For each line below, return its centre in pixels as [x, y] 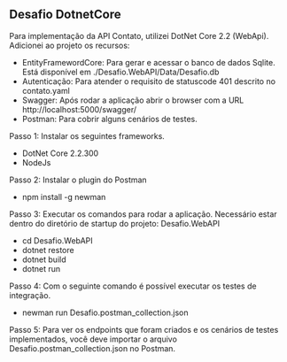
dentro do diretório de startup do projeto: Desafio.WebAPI [114, 223]
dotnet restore [48, 250]
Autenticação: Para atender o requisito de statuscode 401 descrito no [149, 81]
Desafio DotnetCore [65, 15]
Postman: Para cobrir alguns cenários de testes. [109, 119]
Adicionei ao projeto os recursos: [70, 45]
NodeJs [36, 162]
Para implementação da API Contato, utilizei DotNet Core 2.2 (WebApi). [139, 35]
